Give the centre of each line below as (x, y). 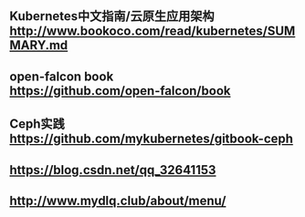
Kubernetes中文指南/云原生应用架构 (112, 16)
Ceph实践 (37, 124)
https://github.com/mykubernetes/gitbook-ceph (152, 139)
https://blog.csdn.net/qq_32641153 (113, 170)
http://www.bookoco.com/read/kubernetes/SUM (152, 31)
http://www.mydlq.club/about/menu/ (118, 200)
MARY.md (39, 45)
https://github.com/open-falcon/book (120, 91)
